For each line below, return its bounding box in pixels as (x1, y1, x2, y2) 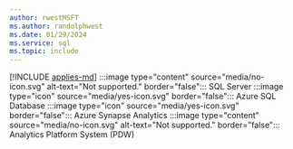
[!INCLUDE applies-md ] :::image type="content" (9, 71, 190, 82)
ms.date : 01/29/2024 (9, 30, 88, 39)
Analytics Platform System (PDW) (9, 129, 135, 140)
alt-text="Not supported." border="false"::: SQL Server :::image (46, 81, 284, 92)
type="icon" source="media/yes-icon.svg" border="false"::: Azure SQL (9, 91, 277, 102)
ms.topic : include (9, 47, 79, 56)
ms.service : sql (9, 38, 71, 48)
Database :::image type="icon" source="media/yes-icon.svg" (9, 100, 239, 111)
